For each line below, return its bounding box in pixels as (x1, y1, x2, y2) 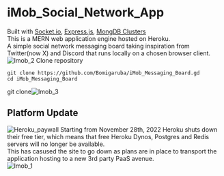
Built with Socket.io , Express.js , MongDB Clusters (7, 27, 146, 35)
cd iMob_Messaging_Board (7, 75, 78, 83)
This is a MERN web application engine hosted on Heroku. (7, 34, 171, 42)
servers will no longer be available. (7, 140, 105, 148)
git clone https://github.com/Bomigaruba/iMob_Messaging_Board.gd (7, 70, 200, 76)
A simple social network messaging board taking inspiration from (7, 42, 190, 50)
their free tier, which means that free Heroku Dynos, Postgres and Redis (7, 132, 210, 141)
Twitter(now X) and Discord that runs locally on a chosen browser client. (7, 49, 210, 57)
